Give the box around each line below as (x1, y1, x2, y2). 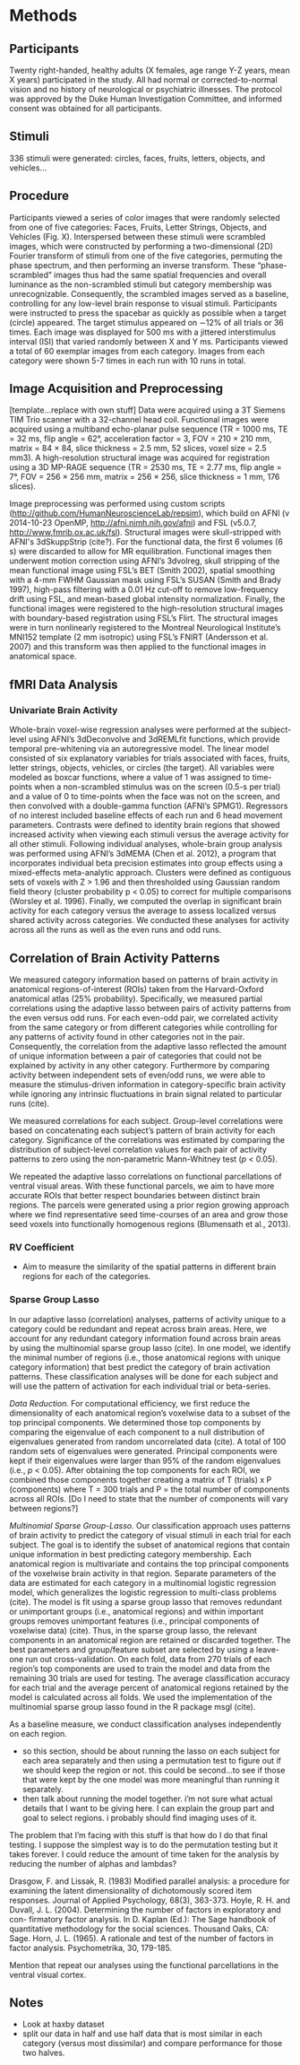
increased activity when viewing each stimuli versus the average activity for (9, 829, 289, 840)
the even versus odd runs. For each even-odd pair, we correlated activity (9, 1012, 279, 1023)
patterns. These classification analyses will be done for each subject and (9, 1371, 279, 1381)
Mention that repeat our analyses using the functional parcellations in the (9, 1959, 279, 1970)
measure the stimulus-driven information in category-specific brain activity (9, 1078, 287, 1090)
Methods (9, 5, 78, 26)
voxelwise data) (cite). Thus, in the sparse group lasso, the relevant (9, 1625, 258, 1635)
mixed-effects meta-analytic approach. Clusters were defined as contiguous (9, 867, 292, 878)
